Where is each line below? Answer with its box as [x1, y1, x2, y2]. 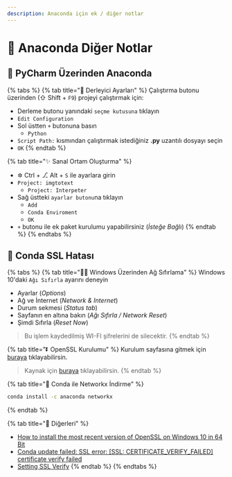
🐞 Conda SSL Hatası [7, 250, 95, 262]
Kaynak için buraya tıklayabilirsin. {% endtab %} [24, 367, 161, 375]
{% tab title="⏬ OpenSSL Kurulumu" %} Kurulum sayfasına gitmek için [7, 345, 206, 354]
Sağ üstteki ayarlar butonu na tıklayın [17, 193, 123, 201]
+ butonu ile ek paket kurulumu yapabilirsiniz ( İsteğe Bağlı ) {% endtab [17, 223, 216, 231]
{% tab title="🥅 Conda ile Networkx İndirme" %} [7, 380, 144, 388]
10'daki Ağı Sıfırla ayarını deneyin [7, 275, 109, 284]
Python [27, 130, 47, 137]
